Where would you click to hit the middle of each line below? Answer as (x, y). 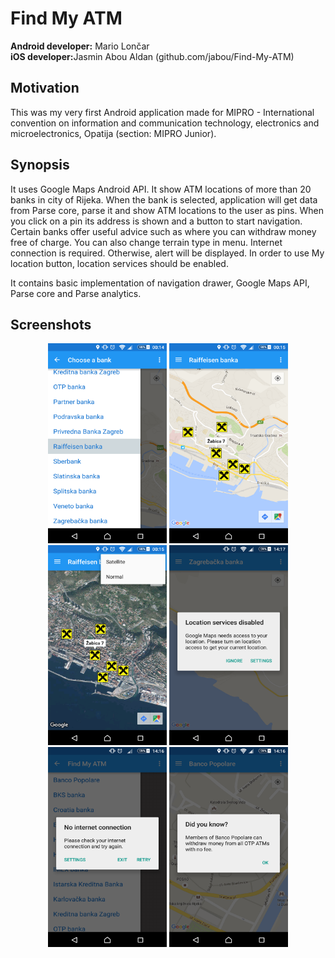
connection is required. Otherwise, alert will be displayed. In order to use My (167, 253)
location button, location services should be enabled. (119, 263)
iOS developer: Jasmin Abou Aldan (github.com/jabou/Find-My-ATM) (152, 56)
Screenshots (51, 324)
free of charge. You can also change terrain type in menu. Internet (146, 242)
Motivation (45, 88)
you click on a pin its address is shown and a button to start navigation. (156, 221)
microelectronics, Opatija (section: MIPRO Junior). (113, 133)
